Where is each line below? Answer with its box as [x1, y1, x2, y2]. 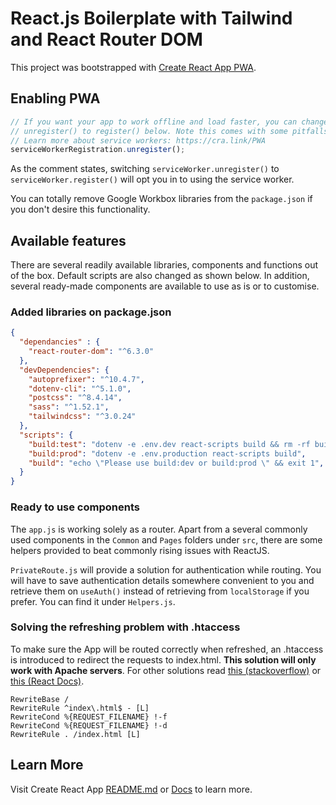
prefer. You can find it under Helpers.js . [10, 595, 176, 607]
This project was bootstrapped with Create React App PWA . [10, 61, 257, 73]
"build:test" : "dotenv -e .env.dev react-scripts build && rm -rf [28, 439, 311, 449]
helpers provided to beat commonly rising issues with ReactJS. [10, 544, 270, 556]
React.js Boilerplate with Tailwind [10, 7, 293, 30]
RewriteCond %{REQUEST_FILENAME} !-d [10, 720, 168, 731]
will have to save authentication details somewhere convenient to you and [10, 574, 315, 586]
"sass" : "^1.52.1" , [28, 402, 110, 412]
